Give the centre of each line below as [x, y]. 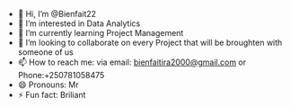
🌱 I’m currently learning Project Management [101, 33]
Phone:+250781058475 [61, 75]
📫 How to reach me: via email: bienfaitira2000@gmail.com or [132, 62]
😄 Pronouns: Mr [48, 85]
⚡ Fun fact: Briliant [52, 95]
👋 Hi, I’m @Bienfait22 [57, 14]
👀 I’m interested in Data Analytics [79, 23]
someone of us [45, 52]
